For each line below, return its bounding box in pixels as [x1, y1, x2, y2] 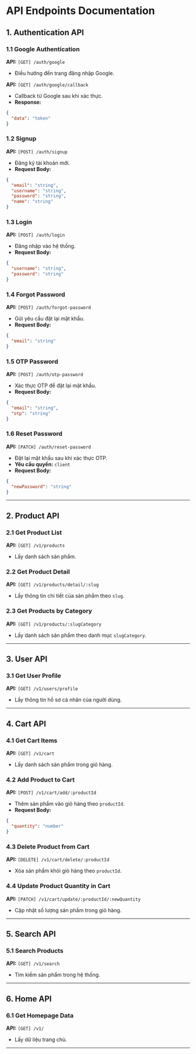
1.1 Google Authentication [6, 45, 80, 53]
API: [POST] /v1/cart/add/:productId [6, 789, 96, 796]
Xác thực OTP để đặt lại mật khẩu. [14, 382, 97, 389]
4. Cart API [6, 719, 47, 729]
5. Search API [6, 929, 57, 939]
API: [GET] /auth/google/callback [6, 81, 89, 88]
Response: [14, 98, 41, 105]
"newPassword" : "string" [11, 483, 72, 490]
